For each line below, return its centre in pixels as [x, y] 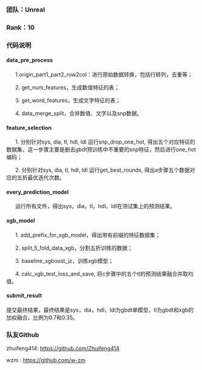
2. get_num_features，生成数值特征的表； [67, 87]
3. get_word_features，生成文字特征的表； [68, 100]
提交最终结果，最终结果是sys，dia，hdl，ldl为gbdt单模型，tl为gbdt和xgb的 [100, 310]
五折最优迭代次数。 [41, 178]
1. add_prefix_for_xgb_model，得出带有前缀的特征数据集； [88, 235]
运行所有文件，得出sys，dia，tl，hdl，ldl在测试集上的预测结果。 [95, 206]
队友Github [23, 335]
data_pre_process [30, 60]
